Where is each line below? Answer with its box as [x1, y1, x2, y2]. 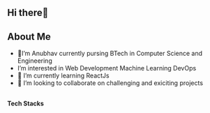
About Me [7, 31, 51, 43]
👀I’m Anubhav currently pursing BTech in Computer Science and [17, 50, 203, 58]
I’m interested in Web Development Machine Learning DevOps [17, 64, 197, 73]
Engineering [17, 56, 52, 65]
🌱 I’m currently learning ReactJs [17, 71, 110, 80]
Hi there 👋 [7, 7, 49, 19]
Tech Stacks [7, 99, 44, 107]
